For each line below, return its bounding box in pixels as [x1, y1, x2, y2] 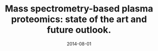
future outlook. [47, 24, 111, 35]
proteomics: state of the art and [11, 13, 147, 25]
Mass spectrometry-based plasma [5, 3, 153, 14]
